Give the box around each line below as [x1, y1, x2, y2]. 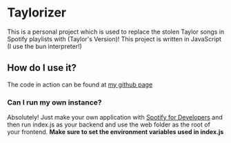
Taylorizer [7, 5, 67, 21]
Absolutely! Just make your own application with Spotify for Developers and [7, 113, 223, 122]
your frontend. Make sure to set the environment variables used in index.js [7, 128, 224, 136]
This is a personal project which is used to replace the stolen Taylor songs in [7, 27, 225, 36]
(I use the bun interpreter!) [7, 42, 83, 50]
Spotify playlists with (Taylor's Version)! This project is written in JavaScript [7, 34, 222, 43]
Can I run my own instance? [7, 98, 102, 107]
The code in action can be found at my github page [7, 80, 153, 89]
